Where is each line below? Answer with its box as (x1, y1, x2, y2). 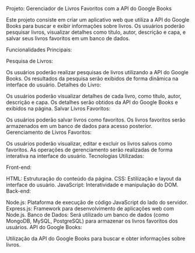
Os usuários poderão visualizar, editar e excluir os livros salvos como (6, 140, 172, 147)
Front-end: (6, 164, 32, 171)
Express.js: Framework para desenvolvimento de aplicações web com (6, 205, 174, 212)
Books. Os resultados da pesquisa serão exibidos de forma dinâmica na (6, 75, 179, 82)
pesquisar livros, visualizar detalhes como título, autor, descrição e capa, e (6, 29, 186, 36)
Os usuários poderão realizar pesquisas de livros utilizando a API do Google (6, 69, 189, 75)
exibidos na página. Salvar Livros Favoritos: (6, 105, 111, 112)
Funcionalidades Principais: (6, 46, 72, 53)
